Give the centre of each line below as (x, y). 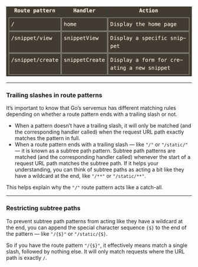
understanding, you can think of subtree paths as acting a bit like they (99, 170)
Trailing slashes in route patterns (54, 95)
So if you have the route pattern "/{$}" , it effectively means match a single (97, 245)
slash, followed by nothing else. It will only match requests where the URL (95, 251)
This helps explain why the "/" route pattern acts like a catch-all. (85, 187)
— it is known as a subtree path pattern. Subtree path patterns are (95, 151)
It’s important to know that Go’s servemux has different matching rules (91, 108)
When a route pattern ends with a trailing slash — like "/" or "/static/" (101, 145)
